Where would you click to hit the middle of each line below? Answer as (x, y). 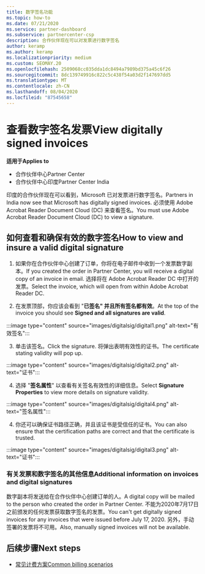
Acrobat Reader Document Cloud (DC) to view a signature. (80, 217)
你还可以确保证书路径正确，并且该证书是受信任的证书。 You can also (101, 424)
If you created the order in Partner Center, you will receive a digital (110, 271)
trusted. (25, 438)
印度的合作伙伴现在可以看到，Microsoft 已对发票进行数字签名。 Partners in (100, 194)
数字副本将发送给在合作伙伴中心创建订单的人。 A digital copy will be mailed (100, 496)
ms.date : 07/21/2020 (33, 23)
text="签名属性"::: (28, 411)
